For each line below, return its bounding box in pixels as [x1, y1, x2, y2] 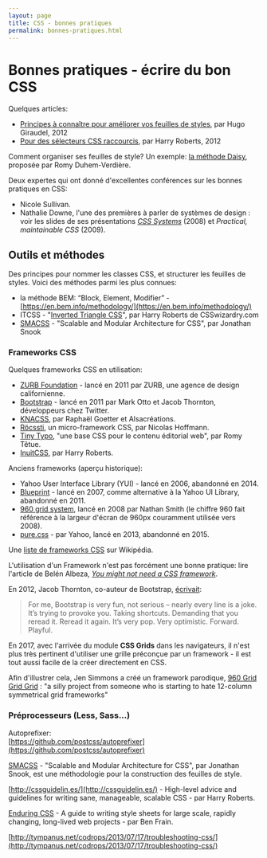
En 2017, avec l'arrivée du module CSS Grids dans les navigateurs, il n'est [8, 641, 250, 650]
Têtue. [19, 440, 41, 449]
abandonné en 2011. [19, 496, 86, 506]
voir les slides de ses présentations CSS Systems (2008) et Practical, [19, 217, 248, 226]
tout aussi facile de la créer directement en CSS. [8, 658, 167, 668]
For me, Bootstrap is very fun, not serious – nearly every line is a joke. [27, 600, 257, 609]
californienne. [19, 389, 65, 398]
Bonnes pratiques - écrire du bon [8, 61, 231, 79]
